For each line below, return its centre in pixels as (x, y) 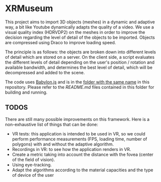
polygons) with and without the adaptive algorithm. (63, 144)
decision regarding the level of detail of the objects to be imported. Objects (80, 37)
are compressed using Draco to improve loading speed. (61, 42)
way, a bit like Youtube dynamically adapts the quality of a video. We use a (80, 27)
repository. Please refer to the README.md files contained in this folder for (80, 87)
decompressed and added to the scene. (45, 72)
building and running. (26, 92)
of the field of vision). (33, 159)
